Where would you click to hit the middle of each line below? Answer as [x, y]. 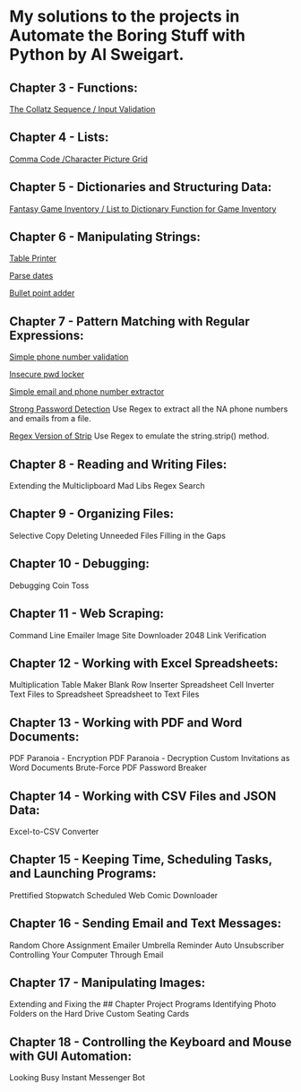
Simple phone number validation [69, 357]
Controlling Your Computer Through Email [86, 954]
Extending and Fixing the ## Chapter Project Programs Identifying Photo [143, 1004]
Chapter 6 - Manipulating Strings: [105, 237]
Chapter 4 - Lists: [59, 138]
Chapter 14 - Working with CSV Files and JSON [143, 796]
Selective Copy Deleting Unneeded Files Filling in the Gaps [118, 535]
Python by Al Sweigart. [97, 55]
